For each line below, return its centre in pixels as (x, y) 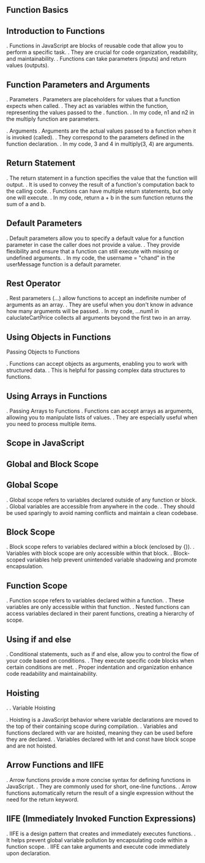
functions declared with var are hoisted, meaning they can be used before (100, 732)
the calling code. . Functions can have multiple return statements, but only (100, 191)
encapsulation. (25, 567)
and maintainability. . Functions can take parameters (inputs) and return (96, 59)
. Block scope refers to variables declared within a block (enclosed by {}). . (100, 547)
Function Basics (38, 10)
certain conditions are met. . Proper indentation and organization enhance (99, 667)
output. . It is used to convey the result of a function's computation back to (100, 184)
